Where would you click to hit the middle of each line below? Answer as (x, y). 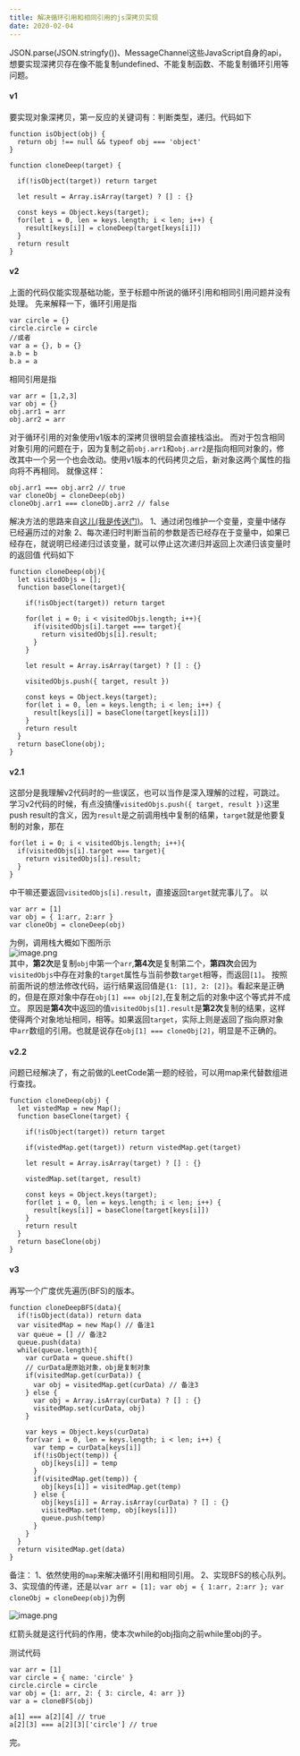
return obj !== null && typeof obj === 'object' (109, 141)
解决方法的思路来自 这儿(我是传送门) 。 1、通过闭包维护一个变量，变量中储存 (148, 521)
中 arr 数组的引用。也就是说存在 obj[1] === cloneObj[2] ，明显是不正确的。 (145, 1031)
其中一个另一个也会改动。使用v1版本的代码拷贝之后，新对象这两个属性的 (150, 459)
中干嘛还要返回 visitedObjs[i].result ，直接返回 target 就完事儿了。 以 (139, 893)
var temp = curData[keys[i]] (87, 1447)
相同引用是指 (33, 379)
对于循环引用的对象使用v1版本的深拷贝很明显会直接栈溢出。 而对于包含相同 (147, 437)
